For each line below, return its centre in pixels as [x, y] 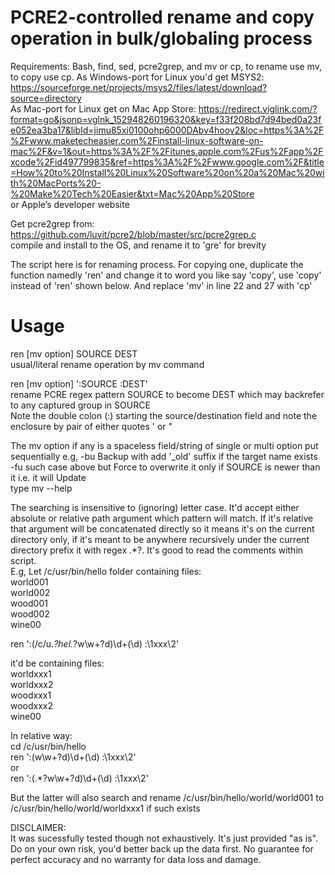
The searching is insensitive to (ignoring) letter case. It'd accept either [155, 507]
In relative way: [41, 735]
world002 [30, 592]
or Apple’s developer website [70, 204]
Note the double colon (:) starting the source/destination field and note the [164, 415]
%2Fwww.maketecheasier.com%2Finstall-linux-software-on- [137, 140]
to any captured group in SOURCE [80, 405]
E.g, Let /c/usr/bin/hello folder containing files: [106, 571]
